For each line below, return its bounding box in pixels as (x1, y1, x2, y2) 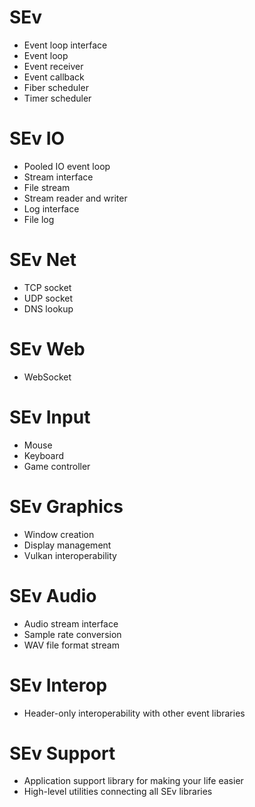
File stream (23, 181, 71, 193)
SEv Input (9, 406, 91, 428)
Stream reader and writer (23, 192, 128, 204)
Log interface (23, 202, 80, 215)
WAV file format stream (23, 639, 120, 651)
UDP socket (23, 292, 74, 304)
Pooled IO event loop (23, 160, 111, 172)
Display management (23, 539, 112, 551)
